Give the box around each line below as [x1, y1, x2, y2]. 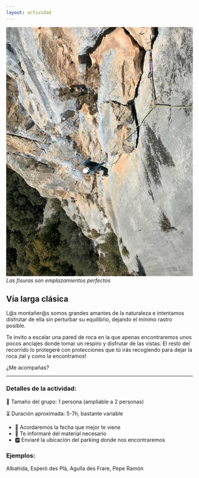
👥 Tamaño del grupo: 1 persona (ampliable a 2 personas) [6, 398, 144, 405]
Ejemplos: [6, 451, 36, 460]
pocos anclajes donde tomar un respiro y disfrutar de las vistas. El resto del [6, 340, 191, 347]
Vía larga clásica [6, 294, 69, 304]
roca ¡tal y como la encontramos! [6, 353, 87, 360]
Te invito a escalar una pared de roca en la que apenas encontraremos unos [6, 334, 192, 341]
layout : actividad [6, 9, 52, 15]
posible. [6, 322, 25, 329]
